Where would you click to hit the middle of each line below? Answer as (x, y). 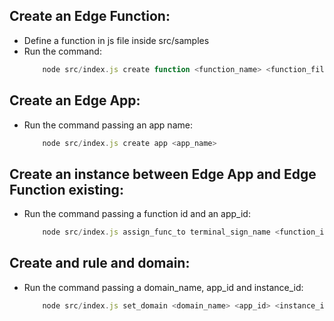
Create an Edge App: (75, 100)
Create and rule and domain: (100, 263)
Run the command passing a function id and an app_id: (137, 214)
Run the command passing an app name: (108, 125)
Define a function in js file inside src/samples (116, 40)
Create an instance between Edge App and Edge (163, 174)
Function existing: (66, 189)
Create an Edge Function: (90, 16)
